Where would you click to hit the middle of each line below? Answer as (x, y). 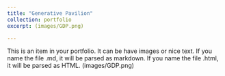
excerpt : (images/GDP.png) (45, 26)
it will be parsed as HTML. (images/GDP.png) (71, 66)
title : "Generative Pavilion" (50, 13)
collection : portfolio (39, 20)
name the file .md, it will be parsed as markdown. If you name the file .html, (113, 58)
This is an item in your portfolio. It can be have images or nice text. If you (109, 51)
